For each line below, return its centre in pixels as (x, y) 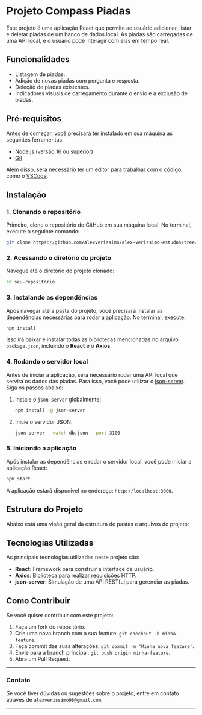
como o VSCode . (27, 175)
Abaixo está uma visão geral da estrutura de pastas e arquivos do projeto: (98, 524)
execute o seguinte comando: (43, 232)
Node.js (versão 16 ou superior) (54, 151)
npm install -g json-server (50, 410)
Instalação (26, 194)
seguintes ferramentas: (35, 139)
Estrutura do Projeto (45, 510)
